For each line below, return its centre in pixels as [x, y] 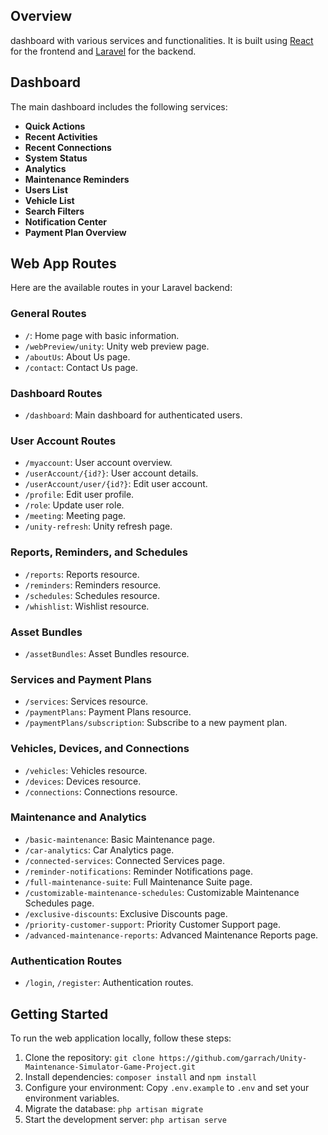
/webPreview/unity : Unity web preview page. [117, 346]
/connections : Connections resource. [101, 791]
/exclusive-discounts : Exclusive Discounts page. [126, 913]
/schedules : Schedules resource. [92, 595]
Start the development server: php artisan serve [125, 1119]
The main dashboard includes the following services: [119, 106]
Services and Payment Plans [81, 679]
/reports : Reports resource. [82, 574]
